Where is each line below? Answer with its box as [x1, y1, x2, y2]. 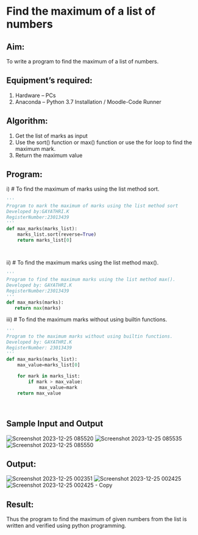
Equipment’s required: [6, 75, 93, 86]
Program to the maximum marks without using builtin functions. [6, 333, 173, 340]
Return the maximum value [15, 151, 83, 159]
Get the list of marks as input [15, 132, 88, 139]
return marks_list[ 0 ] [17, 237, 72, 243]
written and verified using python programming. [6, 522, 127, 530]
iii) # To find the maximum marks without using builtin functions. [6, 316, 168, 323]
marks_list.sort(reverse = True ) [17, 231, 97, 238]
